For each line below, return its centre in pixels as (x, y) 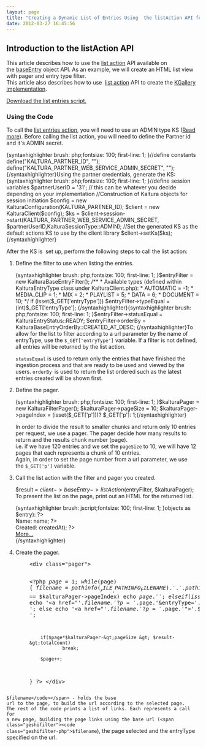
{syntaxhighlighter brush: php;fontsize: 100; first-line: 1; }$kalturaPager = (107, 402)
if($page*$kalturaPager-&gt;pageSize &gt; (95, 637)
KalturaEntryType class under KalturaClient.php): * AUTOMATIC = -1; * (104, 288)
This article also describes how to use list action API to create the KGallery (101, 83)
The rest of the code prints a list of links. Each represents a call (98, 708)
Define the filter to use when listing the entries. (74, 264)
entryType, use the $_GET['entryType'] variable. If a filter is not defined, (106, 340)
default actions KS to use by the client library (63, 233)
